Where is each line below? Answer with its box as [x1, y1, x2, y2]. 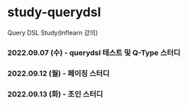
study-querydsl [7, 4, 101, 20]
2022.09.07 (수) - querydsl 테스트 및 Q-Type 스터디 [7, 47, 181, 57]
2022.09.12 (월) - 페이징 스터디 [7, 68, 110, 78]
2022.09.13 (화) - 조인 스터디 [7, 89, 103, 99]
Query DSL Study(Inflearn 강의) [7, 28, 98, 37]
